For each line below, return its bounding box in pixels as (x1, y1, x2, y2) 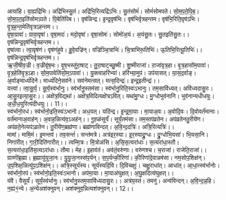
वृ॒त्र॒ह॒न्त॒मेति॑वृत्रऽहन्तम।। (7, 23, 59, 31)
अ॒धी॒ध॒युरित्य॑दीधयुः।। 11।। (7, 100, 68, 108)
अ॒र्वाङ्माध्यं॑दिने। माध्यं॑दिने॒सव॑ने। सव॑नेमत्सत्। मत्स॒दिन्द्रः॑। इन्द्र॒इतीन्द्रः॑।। (7, 77, 160, 84)
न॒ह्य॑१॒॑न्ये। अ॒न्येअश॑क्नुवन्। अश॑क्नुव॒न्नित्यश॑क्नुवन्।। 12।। (7, 184, 134, 192)
